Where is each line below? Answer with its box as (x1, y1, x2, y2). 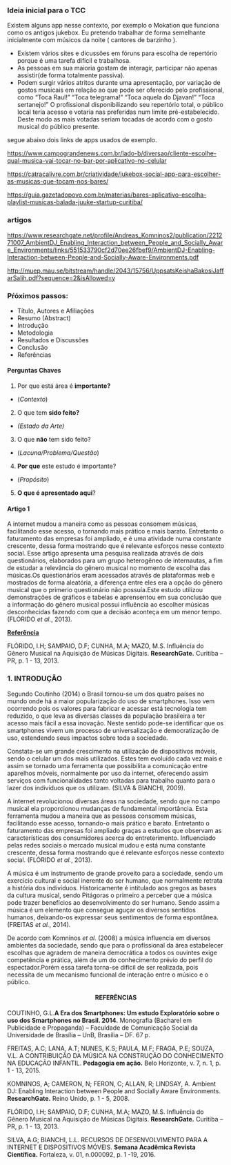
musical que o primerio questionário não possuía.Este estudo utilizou (7, 586, 203, 594)
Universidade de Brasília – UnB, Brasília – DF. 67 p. (7, 1030, 150, 1039)
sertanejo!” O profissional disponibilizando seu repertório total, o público (17, 101, 224, 109)
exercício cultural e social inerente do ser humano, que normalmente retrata (7, 876, 223, 885)
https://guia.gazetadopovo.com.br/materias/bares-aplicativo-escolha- (7, 190, 207, 199)
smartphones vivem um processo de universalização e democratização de (7, 726, 219, 734)
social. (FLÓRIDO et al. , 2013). (7, 855, 92, 864)
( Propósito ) (17, 476, 50, 484)
